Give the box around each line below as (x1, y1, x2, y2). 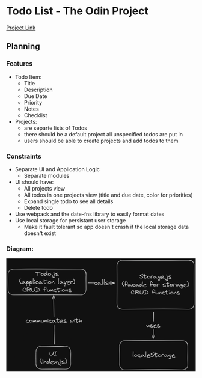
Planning (6, 41, 40, 52)
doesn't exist (23, 230, 56, 237)
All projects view (23, 184, 65, 192)
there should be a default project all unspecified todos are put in (23, 130, 183, 138)
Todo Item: (14, 73, 42, 81)
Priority (23, 99, 43, 106)
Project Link (6, 24, 36, 31)
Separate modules (23, 172, 70, 179)
